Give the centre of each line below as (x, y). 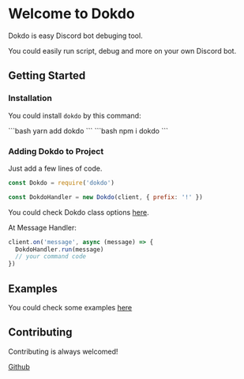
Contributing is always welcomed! (63, 351)
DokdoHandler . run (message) (60, 250)
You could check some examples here (70, 307)
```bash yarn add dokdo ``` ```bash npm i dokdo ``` (88, 130)
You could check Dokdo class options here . (79, 212)
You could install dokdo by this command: (75, 115)
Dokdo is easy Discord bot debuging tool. (76, 36)
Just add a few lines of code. (55, 168)
